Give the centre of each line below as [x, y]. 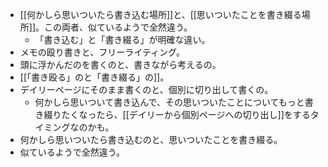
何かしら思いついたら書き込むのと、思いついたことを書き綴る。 [151, 139]
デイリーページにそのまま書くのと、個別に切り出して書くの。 [146, 89]
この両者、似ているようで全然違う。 [118, 27]
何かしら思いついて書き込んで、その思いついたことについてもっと [169, 102]
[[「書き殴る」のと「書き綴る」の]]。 [94, 77]
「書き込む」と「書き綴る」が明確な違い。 [122, 39]
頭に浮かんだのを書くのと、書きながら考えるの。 [120, 64]
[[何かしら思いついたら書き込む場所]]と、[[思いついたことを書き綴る [160, 14]
